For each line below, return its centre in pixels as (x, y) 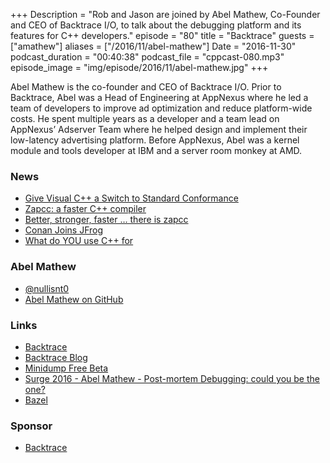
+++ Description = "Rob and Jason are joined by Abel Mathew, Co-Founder (165, 14)
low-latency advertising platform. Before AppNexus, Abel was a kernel (155, 140)
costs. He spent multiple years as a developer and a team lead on (145, 118)
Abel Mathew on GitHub (74, 299)
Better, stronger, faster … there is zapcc (106, 220)
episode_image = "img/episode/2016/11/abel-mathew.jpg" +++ (139, 67)
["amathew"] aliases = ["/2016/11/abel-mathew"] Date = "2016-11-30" (153, 46)
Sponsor (31, 426)
